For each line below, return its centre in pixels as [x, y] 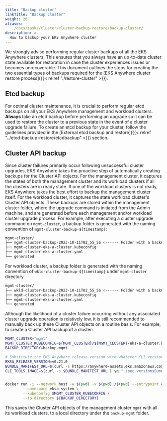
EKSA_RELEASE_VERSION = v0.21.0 [37, 362]
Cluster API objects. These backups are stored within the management [78, 202]
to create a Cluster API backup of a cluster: [49, 330]
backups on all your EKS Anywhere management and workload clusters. [79, 111]
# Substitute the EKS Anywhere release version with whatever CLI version [84, 357]
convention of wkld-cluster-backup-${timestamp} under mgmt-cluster [76, 271]
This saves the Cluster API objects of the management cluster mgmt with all [81, 408]
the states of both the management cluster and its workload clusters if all [80, 181]
